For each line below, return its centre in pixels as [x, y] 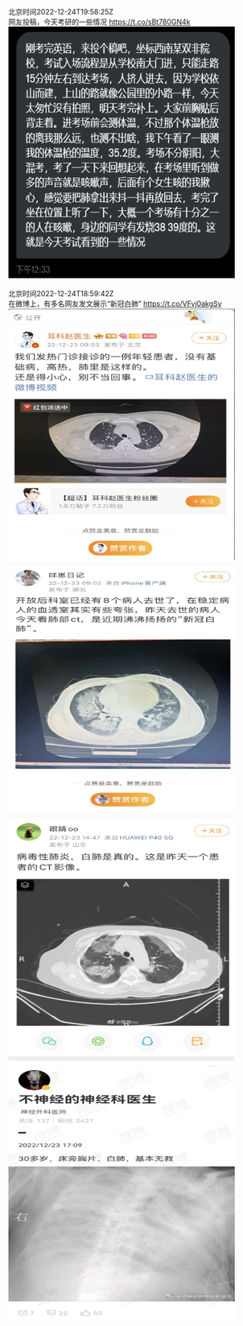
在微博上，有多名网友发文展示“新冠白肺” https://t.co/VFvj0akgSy [115, 304]
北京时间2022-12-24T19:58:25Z [61, 12]
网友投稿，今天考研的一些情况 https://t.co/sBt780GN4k [99, 22]
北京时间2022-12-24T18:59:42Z [61, 293]
